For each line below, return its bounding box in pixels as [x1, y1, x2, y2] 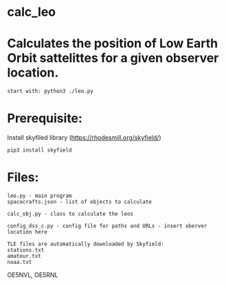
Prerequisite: [7, 111, 82, 126]
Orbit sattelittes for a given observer [7, 50, 219, 66]
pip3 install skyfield [7, 147, 72, 154]
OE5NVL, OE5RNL [7, 271, 58, 279]
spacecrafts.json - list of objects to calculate [7, 198, 152, 205]
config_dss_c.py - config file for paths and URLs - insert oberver [7, 223, 207, 229]
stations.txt [7, 247, 45, 254]
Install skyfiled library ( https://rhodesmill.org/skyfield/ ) [7, 134, 161, 142]
